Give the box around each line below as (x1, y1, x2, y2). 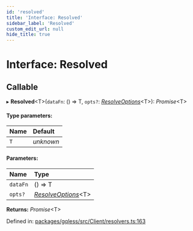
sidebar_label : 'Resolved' (6, 20, 75, 26)
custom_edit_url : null (6, 26, 64, 32)
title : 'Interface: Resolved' (6, 15, 83, 21)
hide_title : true (6, 32, 51, 38)
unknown (32, 137, 60, 146)
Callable (6, 81, 38, 92)
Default (32, 127, 55, 136)
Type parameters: (6, 112, 53, 119)
